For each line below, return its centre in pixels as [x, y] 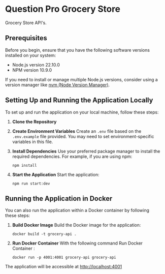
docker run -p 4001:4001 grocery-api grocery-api [64, 258]
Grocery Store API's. [26, 23]
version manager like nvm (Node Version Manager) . [57, 85]
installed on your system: [31, 55]
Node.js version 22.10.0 [36, 64]
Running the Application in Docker [59, 198]
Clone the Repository [34, 122]
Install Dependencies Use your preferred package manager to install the [86, 151]
